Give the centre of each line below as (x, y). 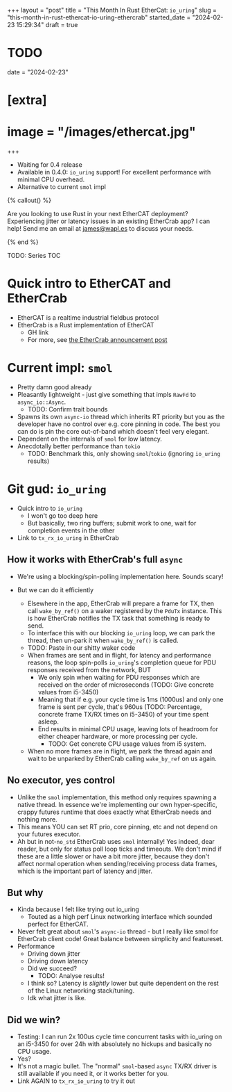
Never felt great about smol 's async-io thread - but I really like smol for (118, 931)
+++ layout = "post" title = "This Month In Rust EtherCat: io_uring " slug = (112, 10)
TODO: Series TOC (34, 256)
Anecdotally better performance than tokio (79, 446)
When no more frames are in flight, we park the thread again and (120, 751)
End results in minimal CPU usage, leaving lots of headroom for (128, 728)
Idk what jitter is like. (57, 998)
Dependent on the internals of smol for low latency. (90, 439)
